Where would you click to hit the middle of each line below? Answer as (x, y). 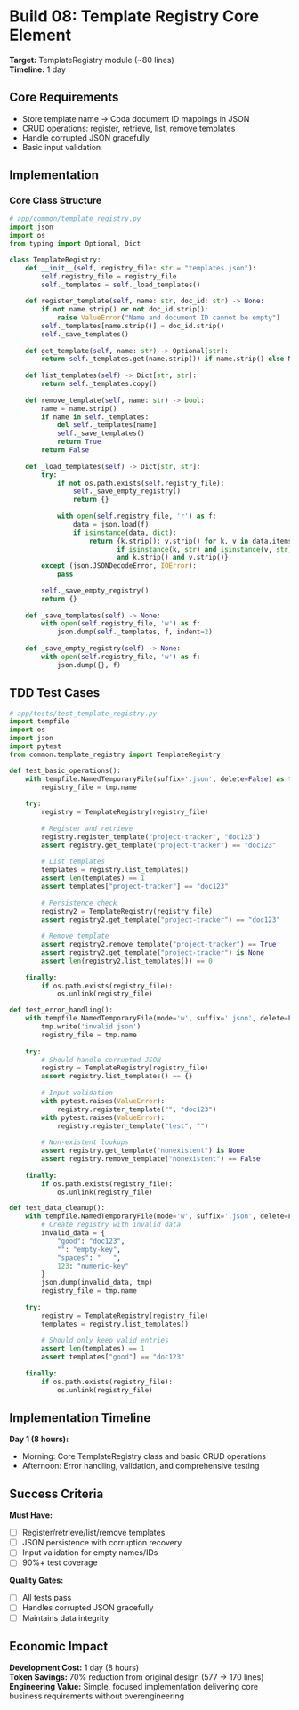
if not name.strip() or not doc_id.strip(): (125, 310)
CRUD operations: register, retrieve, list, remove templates (129, 128)
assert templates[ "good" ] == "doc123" (113, 1357)
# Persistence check (79, 903)
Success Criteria (57, 1493)
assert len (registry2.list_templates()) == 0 (127, 961)
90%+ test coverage (60, 1562)
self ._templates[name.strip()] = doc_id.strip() (133, 326)
